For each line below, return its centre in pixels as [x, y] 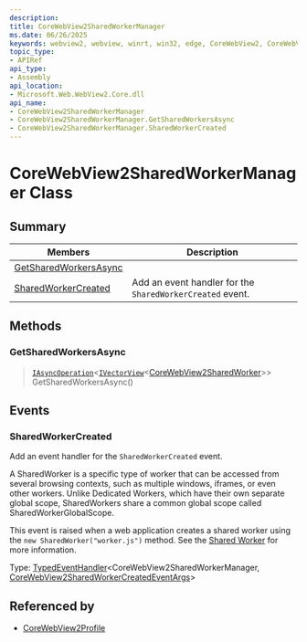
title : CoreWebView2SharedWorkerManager [88, 26]
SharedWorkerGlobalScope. [62, 513]
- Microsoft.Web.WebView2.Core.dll [77, 94]
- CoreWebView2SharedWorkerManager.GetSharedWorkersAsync [122, 120]
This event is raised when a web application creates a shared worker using [150, 531]
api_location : [37, 86]
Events [30, 410]
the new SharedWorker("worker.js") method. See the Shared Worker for [144, 541]
